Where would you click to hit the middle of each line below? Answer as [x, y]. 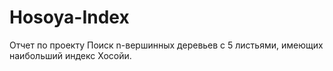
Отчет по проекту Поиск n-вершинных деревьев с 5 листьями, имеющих [166, 45]
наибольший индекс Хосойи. [70, 55]
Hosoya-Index [69, 17]
